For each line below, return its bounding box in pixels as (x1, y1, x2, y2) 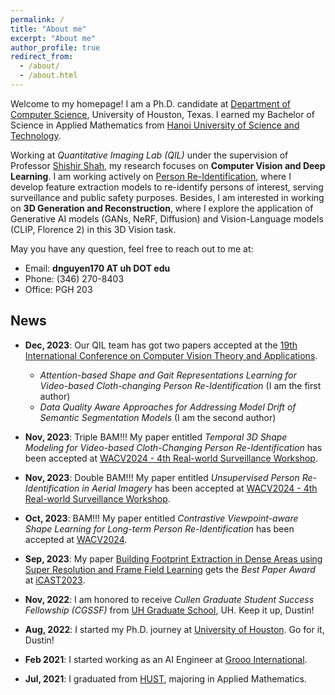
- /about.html (19, 71, 78, 81)
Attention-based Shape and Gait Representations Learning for (39, 369, 297, 381)
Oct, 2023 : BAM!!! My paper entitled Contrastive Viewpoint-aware (24, 512, 299, 524)
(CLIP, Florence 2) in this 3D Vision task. (10, 223, 177, 235)
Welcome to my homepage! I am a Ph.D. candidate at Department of (10, 97, 291, 110)
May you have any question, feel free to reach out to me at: (10, 242, 254, 255)
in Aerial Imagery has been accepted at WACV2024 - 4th (81, 482, 318, 494)
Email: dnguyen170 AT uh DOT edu (24, 262, 171, 274)
